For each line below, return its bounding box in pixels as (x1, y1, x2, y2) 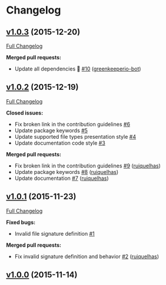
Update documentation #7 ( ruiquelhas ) (14, 175, 109, 182)
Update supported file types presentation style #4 (14, 133, 137, 140)
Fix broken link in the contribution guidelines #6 (14, 120, 131, 128)
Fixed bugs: (6, 219, 36, 226)
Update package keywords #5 (14, 127, 88, 134)
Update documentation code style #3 (14, 139, 106, 146)
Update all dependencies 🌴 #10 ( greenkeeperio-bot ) (14, 65, 141, 72)
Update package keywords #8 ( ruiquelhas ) (14, 168, 119, 175)
